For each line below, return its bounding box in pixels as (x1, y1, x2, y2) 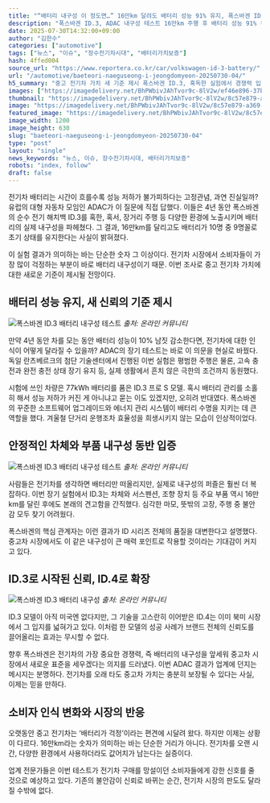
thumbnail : (8, 94, 45, 102)
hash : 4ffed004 (8, 57, 59, 65)
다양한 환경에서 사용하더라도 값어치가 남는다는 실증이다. (18, 748, 193, 758)
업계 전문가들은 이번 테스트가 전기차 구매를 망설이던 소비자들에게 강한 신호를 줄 (8, 766, 256, 776)
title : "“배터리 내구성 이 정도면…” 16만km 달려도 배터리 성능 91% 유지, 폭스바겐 (8, 11, 251, 20)
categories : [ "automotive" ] (8, 42, 103, 50)
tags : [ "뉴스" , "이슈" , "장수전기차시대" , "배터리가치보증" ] (8, 49, 187, 57)
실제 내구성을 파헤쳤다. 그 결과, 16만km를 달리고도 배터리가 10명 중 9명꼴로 (22, 222, 258, 232)
